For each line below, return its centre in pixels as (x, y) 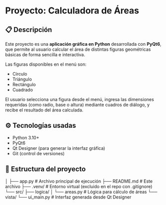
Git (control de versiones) (38, 153)
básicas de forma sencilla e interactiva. (45, 54)
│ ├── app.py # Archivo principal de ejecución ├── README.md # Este (79, 181)
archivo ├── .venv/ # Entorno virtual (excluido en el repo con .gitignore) (79, 186)
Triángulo (22, 79)
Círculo (20, 74)
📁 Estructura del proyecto (45, 169)
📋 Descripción (29, 30)
